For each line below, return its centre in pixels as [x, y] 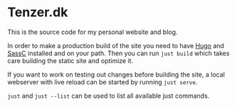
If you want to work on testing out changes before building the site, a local [116, 74]
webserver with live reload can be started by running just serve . [102, 81]
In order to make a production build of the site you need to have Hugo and [116, 45]
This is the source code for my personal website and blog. [93, 32]
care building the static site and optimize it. [70, 60]
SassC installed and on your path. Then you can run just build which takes [118, 53]
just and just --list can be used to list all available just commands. [109, 96]
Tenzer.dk [38, 12]
